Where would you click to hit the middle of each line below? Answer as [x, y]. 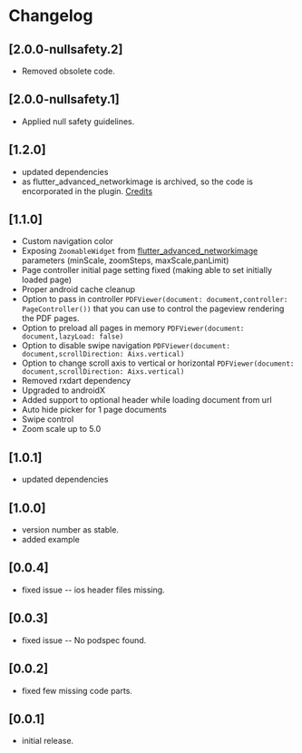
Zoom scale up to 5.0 [61, 429]
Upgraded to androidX [63, 390]
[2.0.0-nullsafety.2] [66, 49]
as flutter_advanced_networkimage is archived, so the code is [137, 181]
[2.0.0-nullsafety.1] [64, 99]
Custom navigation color [68, 241]
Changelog [51, 16]
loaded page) [47, 280]
